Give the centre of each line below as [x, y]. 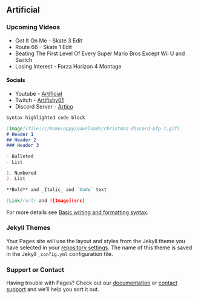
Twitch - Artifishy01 [39, 100]
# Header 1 [20, 134]
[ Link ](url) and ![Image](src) [46, 200]
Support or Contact [35, 269]
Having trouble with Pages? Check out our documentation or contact [92, 283]
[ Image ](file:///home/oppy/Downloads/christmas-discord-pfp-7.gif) [93, 129]
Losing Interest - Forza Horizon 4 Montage [68, 66]
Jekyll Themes [28, 228]
